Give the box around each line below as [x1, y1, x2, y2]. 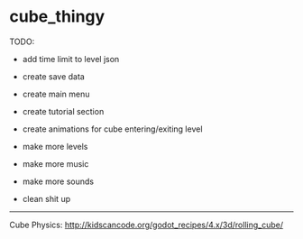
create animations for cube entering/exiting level [22, 124, 203, 134]
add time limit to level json [22, 53, 120, 64]
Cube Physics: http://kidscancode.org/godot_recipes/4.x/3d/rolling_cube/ [9, 219, 284, 230]
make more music [22, 158, 89, 169]
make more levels [22, 141, 88, 152]
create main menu [22, 88, 90, 99]
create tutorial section [22, 106, 105, 116]
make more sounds [22, 176, 95, 187]
